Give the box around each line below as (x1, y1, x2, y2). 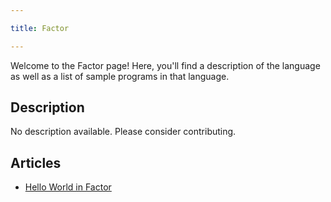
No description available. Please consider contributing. (10, 126, 237, 138)
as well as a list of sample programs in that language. (10, 70, 230, 82)
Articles (10, 154, 62, 171)
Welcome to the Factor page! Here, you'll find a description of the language (10, 59, 321, 71)
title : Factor (10, 23, 70, 33)
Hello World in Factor (24, 181, 112, 193)
